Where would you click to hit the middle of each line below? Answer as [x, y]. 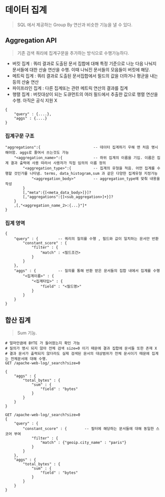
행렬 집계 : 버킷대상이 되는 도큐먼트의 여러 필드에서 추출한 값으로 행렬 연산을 [85, 94]
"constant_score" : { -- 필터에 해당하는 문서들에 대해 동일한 [88, 429]
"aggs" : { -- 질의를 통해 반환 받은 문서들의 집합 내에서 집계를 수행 [87, 271]
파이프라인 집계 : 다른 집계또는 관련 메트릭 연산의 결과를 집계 [70, 88]
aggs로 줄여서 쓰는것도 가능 [44, 153]
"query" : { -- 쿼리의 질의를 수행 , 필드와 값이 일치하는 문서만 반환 [86, 239]
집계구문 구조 [20, 136]
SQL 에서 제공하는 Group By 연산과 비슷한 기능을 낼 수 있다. [75, 25]
